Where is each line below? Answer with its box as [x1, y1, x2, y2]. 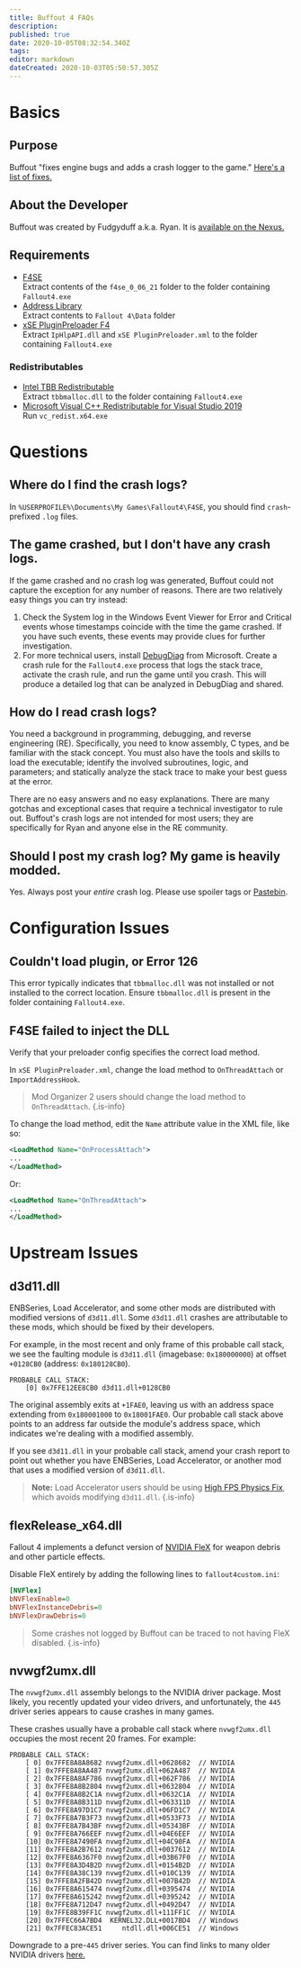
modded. [9, 862, 61, 878]
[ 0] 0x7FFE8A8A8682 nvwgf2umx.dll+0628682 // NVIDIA [25, 1758, 235, 1768]
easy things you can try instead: [9, 594, 128, 604]
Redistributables [9, 361, 84, 374]
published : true [9, 30, 70, 39]
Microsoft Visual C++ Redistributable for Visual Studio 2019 [22, 400, 243, 411]
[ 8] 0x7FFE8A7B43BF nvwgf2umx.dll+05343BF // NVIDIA [25, 1821, 235, 1831]
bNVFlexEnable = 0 [9, 1594, 70, 1603]
